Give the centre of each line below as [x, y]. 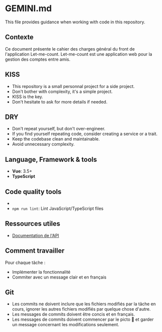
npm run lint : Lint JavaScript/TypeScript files [58, 209]
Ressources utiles [33, 224]
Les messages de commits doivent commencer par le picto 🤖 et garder [83, 319]
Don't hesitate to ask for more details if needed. [60, 102]
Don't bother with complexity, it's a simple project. [62, 91]
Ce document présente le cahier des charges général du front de [70, 49]
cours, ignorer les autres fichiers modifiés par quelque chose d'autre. [81, 309]
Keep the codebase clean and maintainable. [56, 139]
